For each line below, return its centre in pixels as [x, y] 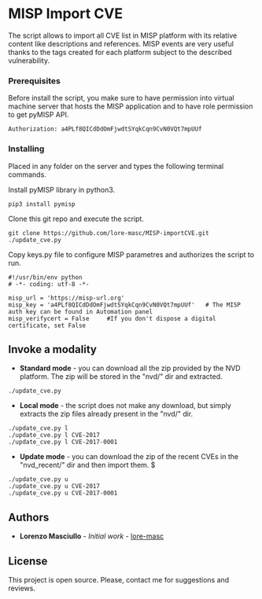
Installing [26, 149]
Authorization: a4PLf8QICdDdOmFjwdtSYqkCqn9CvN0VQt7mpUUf [105, 129]
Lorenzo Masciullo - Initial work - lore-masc [92, 536]
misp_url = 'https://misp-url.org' [66, 298]
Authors [29, 517]
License [28, 561]
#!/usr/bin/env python [45, 277]
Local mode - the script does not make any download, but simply [125, 406]
